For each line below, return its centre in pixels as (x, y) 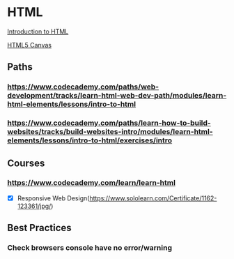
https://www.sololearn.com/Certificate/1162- (153, 198)
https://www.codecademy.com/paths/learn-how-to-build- (109, 123)
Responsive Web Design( (53, 198)
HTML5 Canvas (30, 45)
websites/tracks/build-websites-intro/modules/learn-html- (110, 132)
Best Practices (39, 228)
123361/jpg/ (34, 206)
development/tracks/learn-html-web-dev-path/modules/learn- (117, 96)
